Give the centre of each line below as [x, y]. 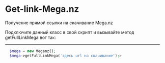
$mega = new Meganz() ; [33, 51]
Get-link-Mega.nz [42, 9]
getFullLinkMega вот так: [31, 37]
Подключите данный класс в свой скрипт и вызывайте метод [70, 32]
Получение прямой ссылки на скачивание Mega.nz [59, 23]
